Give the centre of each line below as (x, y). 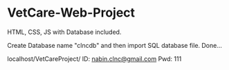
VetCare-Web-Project (71, 13)
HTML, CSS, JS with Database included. (64, 32)
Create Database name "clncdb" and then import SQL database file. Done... (115, 45)
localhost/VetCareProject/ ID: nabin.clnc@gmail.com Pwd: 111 (94, 59)
